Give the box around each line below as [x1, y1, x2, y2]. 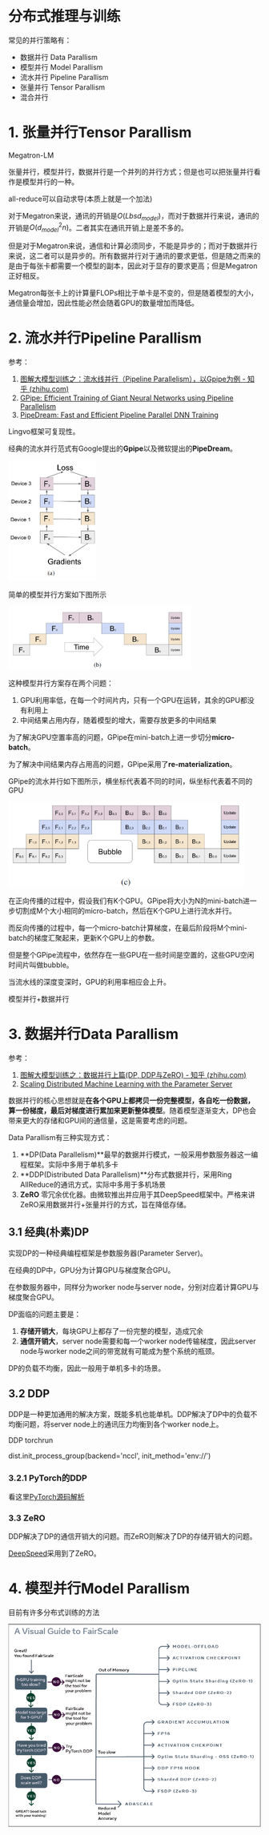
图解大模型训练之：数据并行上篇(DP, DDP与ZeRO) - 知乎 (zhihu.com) [19, 1070, 247, 1080]
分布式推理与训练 [8, 7, 122, 26]
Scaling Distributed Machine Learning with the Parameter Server [19, 1079, 233, 1089]
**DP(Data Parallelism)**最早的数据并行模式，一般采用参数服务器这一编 [19, 1150, 259, 1159]
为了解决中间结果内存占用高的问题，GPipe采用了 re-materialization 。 [8, 759, 237, 769]
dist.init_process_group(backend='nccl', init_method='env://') [8, 1451, 211, 1460]
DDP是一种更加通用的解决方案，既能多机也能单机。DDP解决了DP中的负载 [8, 1409, 251, 1419]
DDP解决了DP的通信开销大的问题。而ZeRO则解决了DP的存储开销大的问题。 [8, 1532, 257, 1541]
